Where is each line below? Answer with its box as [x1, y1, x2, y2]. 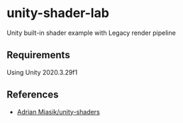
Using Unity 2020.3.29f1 [6, 68, 78, 76]
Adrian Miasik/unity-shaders [16, 107, 100, 116]
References [6, 89, 59, 101]
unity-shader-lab [6, 5, 109, 21]
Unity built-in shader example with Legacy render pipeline [6, 28, 177, 37]
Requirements [6, 49, 70, 61]
